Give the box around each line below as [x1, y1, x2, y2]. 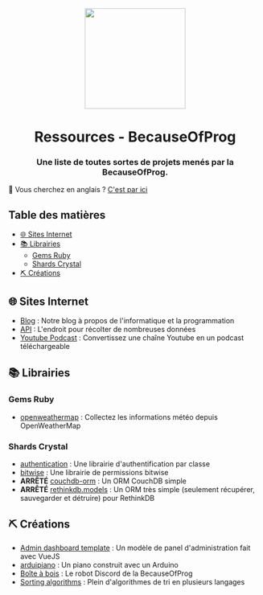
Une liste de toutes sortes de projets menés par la [35, 157, 235, 168]
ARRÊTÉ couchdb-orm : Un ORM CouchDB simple [19, 476, 187, 486]
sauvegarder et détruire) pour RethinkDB [19, 494, 155, 503]
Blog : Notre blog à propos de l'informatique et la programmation [19, 316, 235, 326]
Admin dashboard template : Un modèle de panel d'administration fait [19, 543, 251, 552]
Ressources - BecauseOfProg [34, 128, 236, 146]
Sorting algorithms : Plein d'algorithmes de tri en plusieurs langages [19, 577, 245, 586]
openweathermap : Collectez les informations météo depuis [19, 412, 219, 421]
